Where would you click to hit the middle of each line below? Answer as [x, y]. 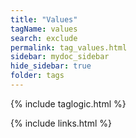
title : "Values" [44, 19]
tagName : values [44, 29]
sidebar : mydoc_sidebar [60, 57]
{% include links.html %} [61, 123]
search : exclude [44, 38]
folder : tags [37, 76]
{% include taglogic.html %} [68, 103]
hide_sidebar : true [51, 66]
